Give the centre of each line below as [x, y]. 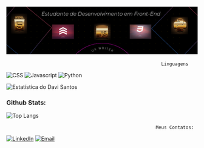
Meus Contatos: [175, 127]
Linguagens [175, 64]
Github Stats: [26, 102]
